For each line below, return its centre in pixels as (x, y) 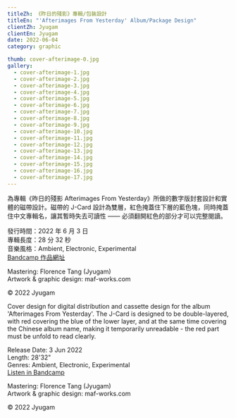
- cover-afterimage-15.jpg (53, 164)
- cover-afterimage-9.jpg (52, 125)
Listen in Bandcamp (36, 372)
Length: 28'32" (29, 357)
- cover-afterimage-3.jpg (52, 85)
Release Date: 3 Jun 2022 (45, 350)
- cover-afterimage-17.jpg (53, 177)
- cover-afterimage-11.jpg (53, 138)
